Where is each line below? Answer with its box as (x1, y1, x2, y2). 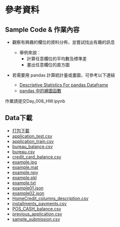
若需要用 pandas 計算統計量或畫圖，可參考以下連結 (12, 72, 116, 78)
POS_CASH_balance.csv (12, 206, 61, 211)
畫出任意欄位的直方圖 (26, 62, 70, 67)
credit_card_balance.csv (12, 154, 61, 160)
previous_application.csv (12, 211, 62, 217)
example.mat (12, 164, 39, 170)
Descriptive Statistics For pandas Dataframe (19, 82, 108, 88)
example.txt (12, 180, 36, 186)
